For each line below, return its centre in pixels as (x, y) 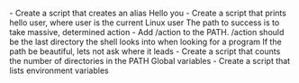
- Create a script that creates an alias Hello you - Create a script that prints (148, 13)
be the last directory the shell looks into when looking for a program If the (145, 41)
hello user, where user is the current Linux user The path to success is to (145, 23)
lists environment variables (59, 70)
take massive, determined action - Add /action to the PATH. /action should (147, 32)
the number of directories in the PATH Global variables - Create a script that (150, 61)
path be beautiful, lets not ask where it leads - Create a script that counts (145, 51)
